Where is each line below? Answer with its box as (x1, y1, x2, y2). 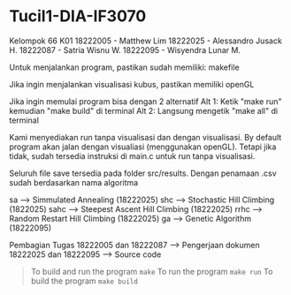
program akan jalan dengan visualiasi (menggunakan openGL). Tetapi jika (9, 141, 277, 152)
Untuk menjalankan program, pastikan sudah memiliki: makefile (9, 62, 241, 72)
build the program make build (30, 276, 139, 286)
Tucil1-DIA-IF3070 (9, 6, 147, 26)
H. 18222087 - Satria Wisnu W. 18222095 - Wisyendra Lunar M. (9, 44, 241, 55)
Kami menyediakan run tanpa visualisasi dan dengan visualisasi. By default (9, 132, 282, 142)
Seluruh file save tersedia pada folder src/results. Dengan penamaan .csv (9, 168, 277, 178)
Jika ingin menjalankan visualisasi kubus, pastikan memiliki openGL (9, 79, 255, 89)
